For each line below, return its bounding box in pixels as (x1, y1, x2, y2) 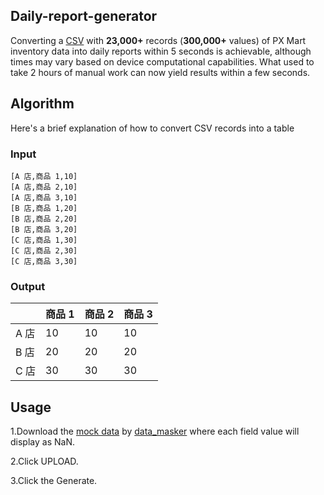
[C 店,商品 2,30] (10, 245, 78, 256)
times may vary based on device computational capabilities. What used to (10, 55, 315, 68)
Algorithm (10, 95, 75, 113)
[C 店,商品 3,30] (10, 256, 78, 266)
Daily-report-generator (10, 8, 158, 25)
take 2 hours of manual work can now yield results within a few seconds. (10, 66, 311, 78)
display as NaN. (10, 436, 75, 448)
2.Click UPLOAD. (10, 455, 79, 468)
